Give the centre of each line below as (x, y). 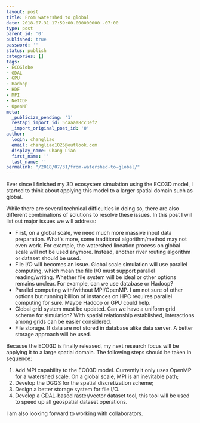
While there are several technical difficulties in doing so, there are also (93, 209)
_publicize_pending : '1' (42, 117)
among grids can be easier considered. (63, 322)
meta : (13, 112)
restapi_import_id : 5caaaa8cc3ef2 (54, 123)
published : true (26, 39)
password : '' (22, 45)
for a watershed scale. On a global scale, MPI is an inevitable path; (97, 376)
